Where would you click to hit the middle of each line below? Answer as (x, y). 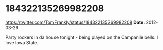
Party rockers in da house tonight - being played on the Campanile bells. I (82, 37)
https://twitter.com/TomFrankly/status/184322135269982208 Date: (75, 22)
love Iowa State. (22, 42)
